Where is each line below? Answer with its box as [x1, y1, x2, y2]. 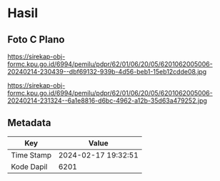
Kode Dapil [11, 162, 48, 172]
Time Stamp [11, 150, 52, 160]
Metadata [7, 117, 51, 129]
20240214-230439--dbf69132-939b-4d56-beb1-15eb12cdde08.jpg [7, 68, 207, 76]
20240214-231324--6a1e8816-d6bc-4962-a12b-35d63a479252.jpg [7, 96, 207, 105]
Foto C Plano [7, 33, 65, 46]
